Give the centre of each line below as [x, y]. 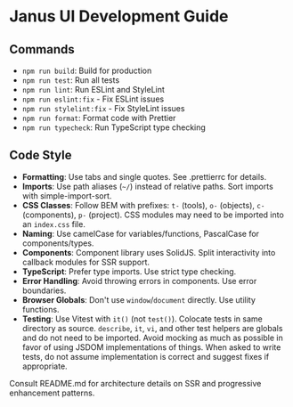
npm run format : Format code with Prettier [99, 118]
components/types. [58, 243]
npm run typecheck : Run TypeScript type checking [114, 127]
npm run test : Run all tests [71, 80]
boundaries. [44, 290]
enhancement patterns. [52, 393]
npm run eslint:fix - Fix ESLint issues [93, 99]
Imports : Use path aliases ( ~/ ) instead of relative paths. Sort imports [147, 186]
